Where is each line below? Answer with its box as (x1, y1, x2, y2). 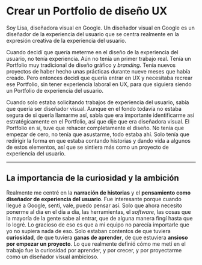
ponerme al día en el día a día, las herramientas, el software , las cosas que (6, 208, 191, 215)
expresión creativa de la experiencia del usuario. (6, 37, 127, 44)
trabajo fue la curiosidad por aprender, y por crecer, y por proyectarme (6, 246, 182, 254)
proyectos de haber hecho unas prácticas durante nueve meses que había (6, 67, 191, 75)
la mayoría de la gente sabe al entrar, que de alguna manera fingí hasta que (6, 214, 193, 222)
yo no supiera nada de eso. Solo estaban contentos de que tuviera (6, 227, 171, 234)
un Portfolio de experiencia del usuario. (6, 87, 104, 94)
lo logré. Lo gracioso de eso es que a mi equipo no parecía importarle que (6, 221, 189, 228)
